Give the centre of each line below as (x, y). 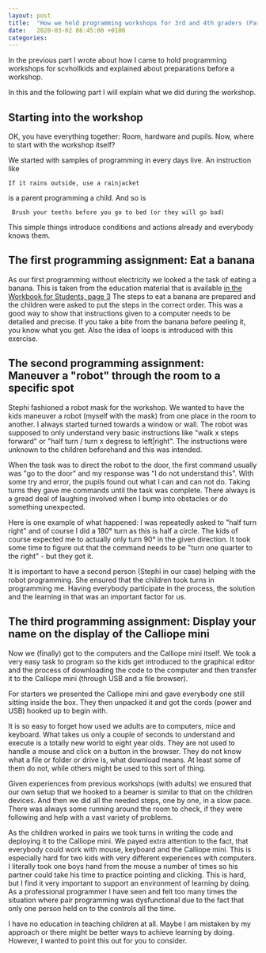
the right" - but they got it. (51, 556)
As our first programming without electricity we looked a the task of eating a (133, 279)
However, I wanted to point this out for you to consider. (98, 940)
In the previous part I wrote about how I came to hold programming (118, 60)
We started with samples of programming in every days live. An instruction (130, 160)
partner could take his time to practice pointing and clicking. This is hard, (127, 875)
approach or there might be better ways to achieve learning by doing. (122, 932)
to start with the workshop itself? (62, 145)
